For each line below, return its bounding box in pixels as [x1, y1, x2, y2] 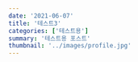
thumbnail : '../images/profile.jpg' [8, 42, 132, 50]
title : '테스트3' [8, 19, 62, 27]
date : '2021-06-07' [8, 11, 74, 20]
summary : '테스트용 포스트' [8, 34, 91, 43]
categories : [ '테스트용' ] [8, 27, 89, 35]
